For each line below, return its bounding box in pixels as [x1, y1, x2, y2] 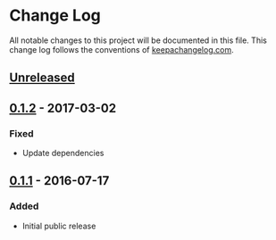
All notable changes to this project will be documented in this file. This [9, 35, 268, 46]
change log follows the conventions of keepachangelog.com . [9, 44, 234, 54]
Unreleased [9, 70, 76, 86]
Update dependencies [21, 148, 105, 159]
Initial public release [21, 220, 96, 231]
